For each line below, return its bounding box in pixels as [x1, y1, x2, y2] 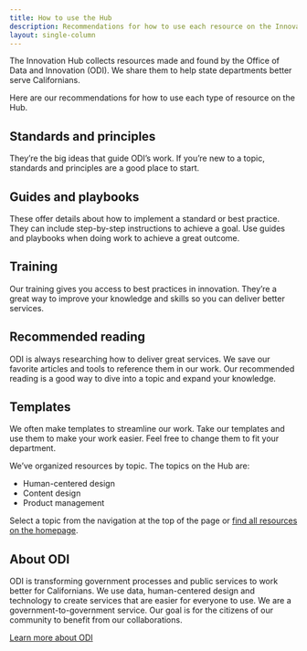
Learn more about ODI [9, 632, 93, 644]
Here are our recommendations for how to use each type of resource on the [9, 92, 295, 103]
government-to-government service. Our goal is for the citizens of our [9, 604, 274, 616]
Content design [22, 488, 81, 499]
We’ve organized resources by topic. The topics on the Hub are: [9, 460, 250, 471]
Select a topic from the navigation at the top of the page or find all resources [9, 515, 298, 526]
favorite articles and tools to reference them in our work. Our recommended [9, 362, 295, 374]
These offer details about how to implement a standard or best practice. [9, 214, 281, 224]
